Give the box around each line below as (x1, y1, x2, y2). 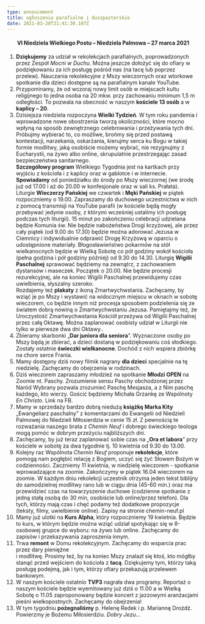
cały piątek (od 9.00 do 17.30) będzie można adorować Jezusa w (15, 228, 179, 235)
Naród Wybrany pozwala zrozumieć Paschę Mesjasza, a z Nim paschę (15, 383, 194, 391)
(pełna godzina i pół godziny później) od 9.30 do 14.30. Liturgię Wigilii (15, 254, 192, 261)
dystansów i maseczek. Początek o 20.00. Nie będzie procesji (15, 267, 172, 274)
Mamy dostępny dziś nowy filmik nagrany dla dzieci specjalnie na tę (15, 358, 188, 365)
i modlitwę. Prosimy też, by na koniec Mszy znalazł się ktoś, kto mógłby (15, 552, 196, 559)
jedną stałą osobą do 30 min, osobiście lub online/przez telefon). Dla (15, 494, 189, 501)
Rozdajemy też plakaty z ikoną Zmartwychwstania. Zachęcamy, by (15, 286, 184, 294)
